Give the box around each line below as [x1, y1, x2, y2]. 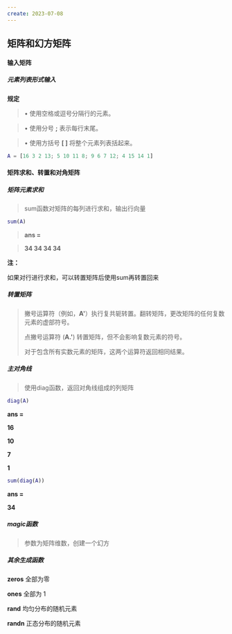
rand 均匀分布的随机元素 [7, 604, 78, 612]
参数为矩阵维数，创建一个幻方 [24, 539, 109, 547]
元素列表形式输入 [7, 76, 56, 84]
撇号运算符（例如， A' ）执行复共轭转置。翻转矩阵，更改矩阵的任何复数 [24, 309, 225, 317]
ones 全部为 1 [7, 590, 46, 598]
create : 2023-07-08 [7, 10, 64, 17]
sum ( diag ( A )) [7, 477, 45, 484]
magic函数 [7, 520, 38, 528]
